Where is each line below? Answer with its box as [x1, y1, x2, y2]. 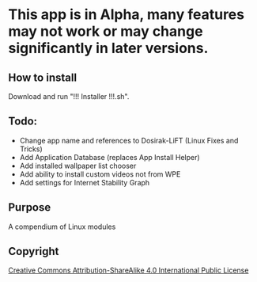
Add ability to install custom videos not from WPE [19, 169, 181, 179]
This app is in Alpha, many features [8, 6, 245, 24]
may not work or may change [8, 22, 203, 40]
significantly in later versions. [8, 40, 209, 57]
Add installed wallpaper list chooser [19, 161, 137, 170]
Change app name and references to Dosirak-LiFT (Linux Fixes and [19, 135, 239, 145]
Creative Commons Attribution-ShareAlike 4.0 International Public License [8, 265, 249, 275]
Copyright [8, 245, 59, 258]
